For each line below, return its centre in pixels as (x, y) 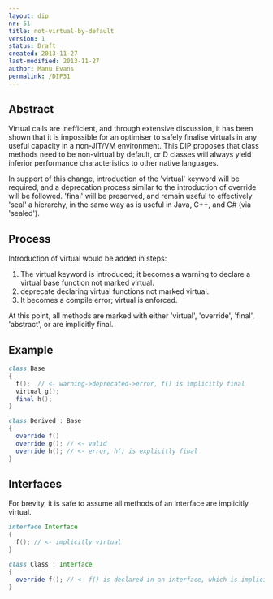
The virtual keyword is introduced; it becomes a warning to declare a (135, 274)
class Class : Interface (50, 564)
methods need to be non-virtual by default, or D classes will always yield (130, 154)
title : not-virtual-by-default (61, 31)
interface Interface (43, 527)
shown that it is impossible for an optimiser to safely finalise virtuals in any (133, 137)
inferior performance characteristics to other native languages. (114, 163)
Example (31, 350)
